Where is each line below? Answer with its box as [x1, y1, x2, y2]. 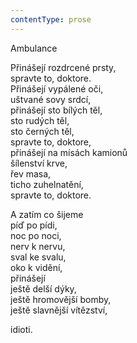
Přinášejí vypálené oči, [10, 82, 104, 95]
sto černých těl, [10, 125, 75, 137]
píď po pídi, [10, 219, 58, 231]
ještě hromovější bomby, [10, 293, 112, 305]
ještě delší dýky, [10, 282, 77, 295]
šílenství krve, [10, 157, 68, 169]
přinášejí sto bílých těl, [10, 104, 103, 116]
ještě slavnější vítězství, [10, 304, 108, 316]
